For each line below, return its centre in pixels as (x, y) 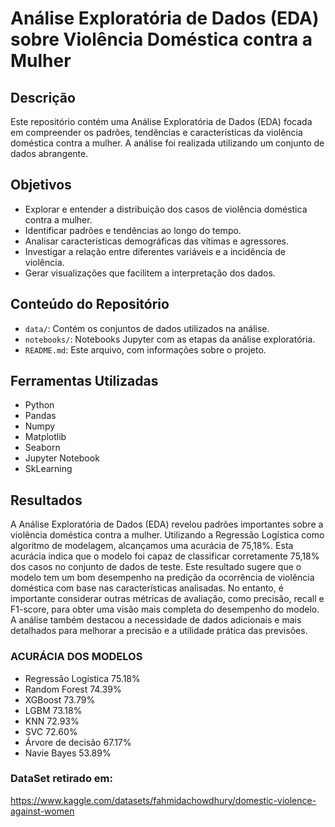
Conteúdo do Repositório (90, 304)
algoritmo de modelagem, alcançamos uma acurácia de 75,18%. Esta (152, 546)
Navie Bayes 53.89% (68, 753)
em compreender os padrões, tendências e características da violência (156, 132)
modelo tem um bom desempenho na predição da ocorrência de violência (162, 578)
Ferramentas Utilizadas (84, 381)
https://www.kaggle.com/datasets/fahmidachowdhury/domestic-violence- (163, 800)
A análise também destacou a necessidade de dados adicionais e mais (156, 620)
